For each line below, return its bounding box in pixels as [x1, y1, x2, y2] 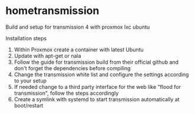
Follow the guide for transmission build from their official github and [14, 58, 179, 65]
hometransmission [5, 4, 100, 18]
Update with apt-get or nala [14, 52, 81, 59]
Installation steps [5, 34, 47, 42]
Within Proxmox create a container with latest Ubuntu [14, 46, 144, 53]
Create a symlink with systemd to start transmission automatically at [14, 95, 180, 103]
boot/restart [14, 102, 44, 109]
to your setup [14, 77, 47, 84]
